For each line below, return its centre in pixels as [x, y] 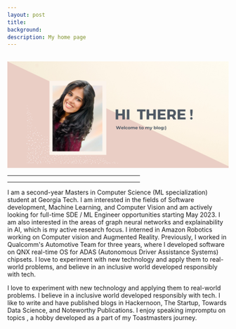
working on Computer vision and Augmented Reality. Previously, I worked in [117, 237]
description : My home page [47, 37]
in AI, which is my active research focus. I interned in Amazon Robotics [110, 229]
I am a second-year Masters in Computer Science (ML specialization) [107, 192]
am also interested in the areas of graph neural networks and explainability [115, 222]
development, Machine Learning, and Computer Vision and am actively [110, 207]
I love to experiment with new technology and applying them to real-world [114, 288]
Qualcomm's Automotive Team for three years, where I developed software [116, 244]
